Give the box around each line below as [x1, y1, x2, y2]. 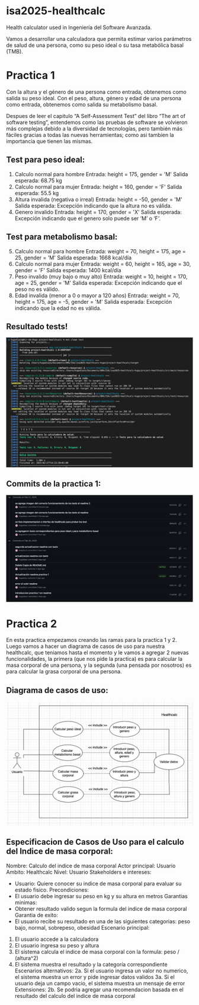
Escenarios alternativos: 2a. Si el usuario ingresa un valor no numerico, [14, 967, 188, 974]
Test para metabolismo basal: [6, 232, 118, 242]
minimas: [14, 899, 37, 906]
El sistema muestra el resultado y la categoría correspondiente [14, 961, 168, 968]
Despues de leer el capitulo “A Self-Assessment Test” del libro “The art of [6, 112, 185, 119]
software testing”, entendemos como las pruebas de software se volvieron [6, 119, 188, 126]
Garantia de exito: [14, 911, 58, 918]
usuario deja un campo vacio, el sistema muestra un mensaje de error [14, 979, 185, 987]
